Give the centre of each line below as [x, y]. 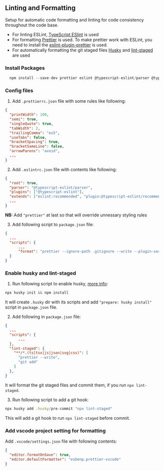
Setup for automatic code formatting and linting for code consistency [74, 20]
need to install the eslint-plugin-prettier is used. [60, 45]
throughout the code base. [32, 25]
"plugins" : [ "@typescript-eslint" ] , [47, 192]
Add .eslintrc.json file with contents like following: [64, 169]
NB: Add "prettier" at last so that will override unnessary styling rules [76, 215]
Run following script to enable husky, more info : [60, 284]
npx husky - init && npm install [37, 293]
